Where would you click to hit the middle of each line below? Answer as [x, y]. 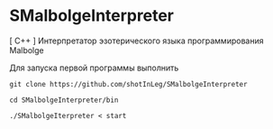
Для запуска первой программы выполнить [94, 68]
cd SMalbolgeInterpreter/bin [64, 100]
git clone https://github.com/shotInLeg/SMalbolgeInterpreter [128, 84]
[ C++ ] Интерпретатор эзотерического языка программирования [136, 41]
